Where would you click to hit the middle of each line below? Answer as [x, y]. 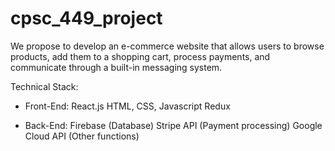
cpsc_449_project [86, 18]
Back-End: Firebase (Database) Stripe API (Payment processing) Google [173, 125]
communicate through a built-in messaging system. [116, 67]
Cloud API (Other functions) [82, 136]
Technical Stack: [44, 86]
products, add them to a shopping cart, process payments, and [140, 56]
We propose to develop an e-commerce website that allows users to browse [167, 46]
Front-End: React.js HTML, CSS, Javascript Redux [127, 106]
